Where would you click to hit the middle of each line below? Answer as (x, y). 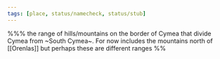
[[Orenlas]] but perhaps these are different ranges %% (87, 48)
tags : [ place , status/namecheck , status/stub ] (77, 14)
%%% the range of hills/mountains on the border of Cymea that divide (110, 33)
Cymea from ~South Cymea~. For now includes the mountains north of (110, 41)
